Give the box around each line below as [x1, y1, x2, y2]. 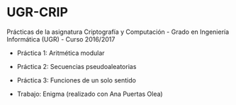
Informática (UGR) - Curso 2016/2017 [6, 35, 116, 43]
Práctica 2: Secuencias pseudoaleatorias [16, 62, 137, 70]
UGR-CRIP [6, 4, 69, 20]
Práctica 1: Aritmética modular [16, 49, 105, 57]
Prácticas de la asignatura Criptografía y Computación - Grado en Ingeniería [6, 27, 230, 36]
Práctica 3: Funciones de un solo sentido [16, 75, 136, 85]
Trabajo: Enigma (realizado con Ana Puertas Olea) [16, 89, 164, 98]
